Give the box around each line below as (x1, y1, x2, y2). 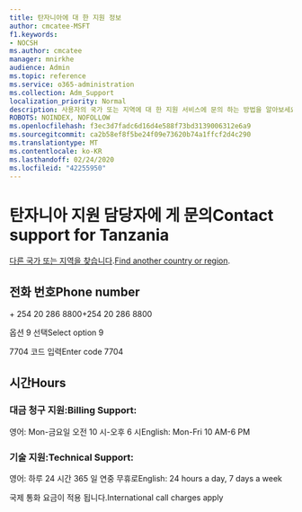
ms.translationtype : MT (9, 138, 99, 147)
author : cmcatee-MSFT (9, 22, 91, 31)
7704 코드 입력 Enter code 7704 (9, 347, 124, 358)
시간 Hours (9, 375, 67, 391)
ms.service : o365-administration (9, 80, 135, 89)
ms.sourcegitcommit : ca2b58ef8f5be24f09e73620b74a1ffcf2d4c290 (9, 130, 252, 139)
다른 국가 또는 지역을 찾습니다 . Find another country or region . (9, 255, 231, 266)
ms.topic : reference (9, 72, 87, 81)
